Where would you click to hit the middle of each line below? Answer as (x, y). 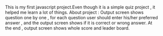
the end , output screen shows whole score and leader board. (68, 28)
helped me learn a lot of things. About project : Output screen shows (74, 12)
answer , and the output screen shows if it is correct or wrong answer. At (79, 23)
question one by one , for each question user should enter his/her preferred (81, 18)
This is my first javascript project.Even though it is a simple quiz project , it (80, 7)
